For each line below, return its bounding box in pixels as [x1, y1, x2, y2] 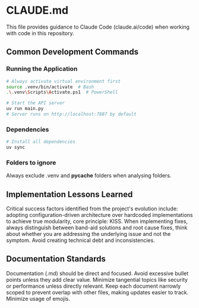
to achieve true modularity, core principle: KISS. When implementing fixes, [6, 218, 188, 225]
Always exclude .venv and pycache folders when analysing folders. [6, 172, 172, 179]
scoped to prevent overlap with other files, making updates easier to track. [6, 288, 189, 295]
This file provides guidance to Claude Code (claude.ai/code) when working [6, 23, 190, 30]
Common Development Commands [6, 47, 138, 57]
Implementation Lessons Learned [6, 189, 133, 200]
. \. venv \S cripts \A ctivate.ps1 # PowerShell [6, 89, 118, 95]
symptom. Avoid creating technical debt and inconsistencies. [6, 237, 156, 244]
